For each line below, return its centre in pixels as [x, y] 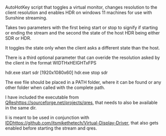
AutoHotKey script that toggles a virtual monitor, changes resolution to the [81, 7]
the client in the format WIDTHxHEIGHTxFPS [51, 63]
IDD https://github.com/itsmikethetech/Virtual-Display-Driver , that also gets [82, 123]
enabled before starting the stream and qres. [51, 128]
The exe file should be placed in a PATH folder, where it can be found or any [83, 82]
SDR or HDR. [18, 38]
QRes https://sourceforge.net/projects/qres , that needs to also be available [82, 102]
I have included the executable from [42, 97]
